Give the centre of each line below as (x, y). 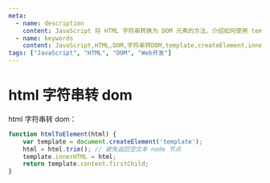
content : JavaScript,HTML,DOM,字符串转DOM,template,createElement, (136, 46)
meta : (17, 16)
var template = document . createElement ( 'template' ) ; (113, 141)
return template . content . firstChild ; (86, 164)
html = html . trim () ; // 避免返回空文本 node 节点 (102, 149)
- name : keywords (45, 38)
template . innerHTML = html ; (70, 157)
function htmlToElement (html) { (62, 134)
